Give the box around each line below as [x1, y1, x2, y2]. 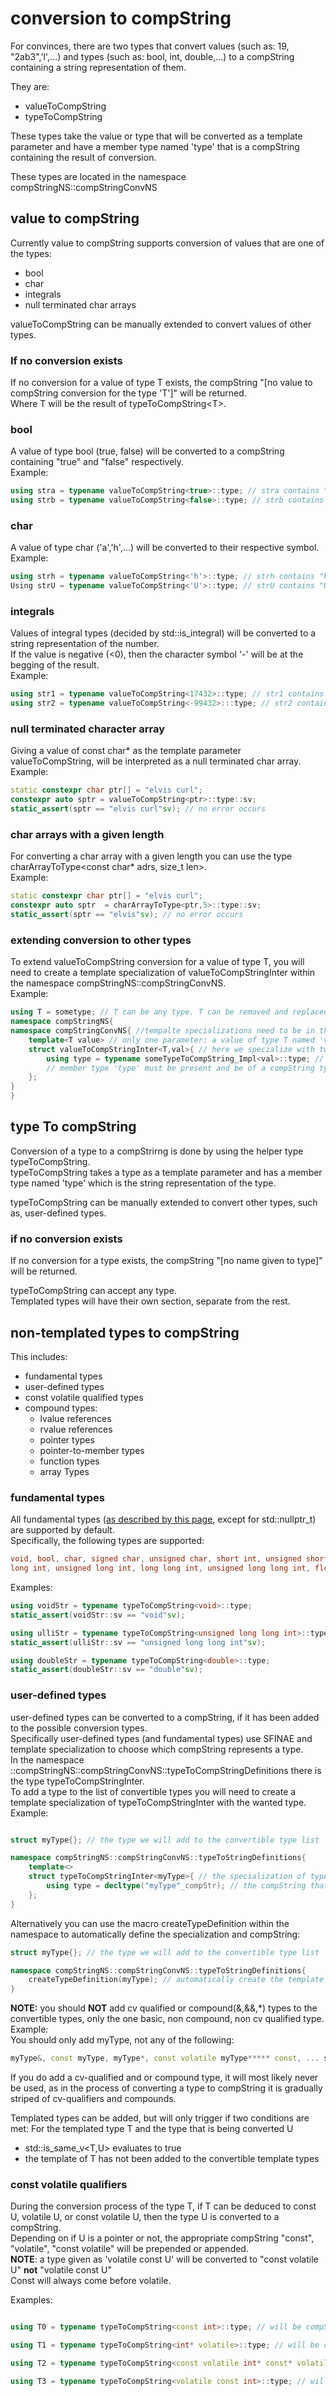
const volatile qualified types [24, 1392, 144, 1403]
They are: [10, 80, 50, 92]
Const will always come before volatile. [10, 2275, 172, 2287]
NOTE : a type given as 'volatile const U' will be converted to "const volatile [10, 2253, 319, 2266]
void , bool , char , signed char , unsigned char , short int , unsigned [10, 1554, 302, 1564]
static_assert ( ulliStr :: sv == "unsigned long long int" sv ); [10, 1637, 267, 1647]
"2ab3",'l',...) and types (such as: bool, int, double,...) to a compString [10, 50, 295, 62]
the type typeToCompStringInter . [10, 1775, 145, 1787]
